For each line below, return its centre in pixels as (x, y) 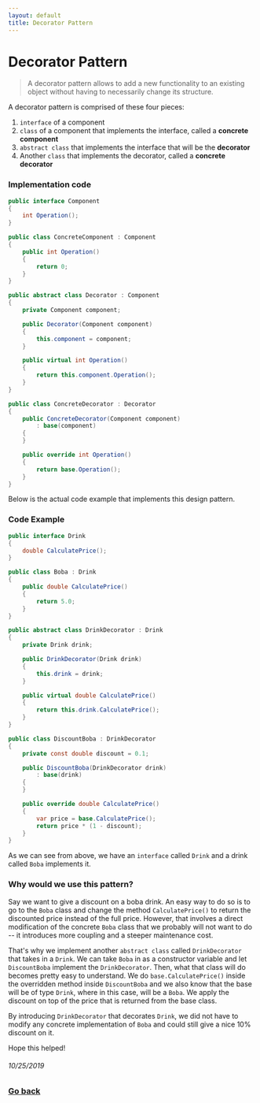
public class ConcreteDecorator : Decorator (82, 404)
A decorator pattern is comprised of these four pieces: (96, 107)
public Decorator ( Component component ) (88, 324)
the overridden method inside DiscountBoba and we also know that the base (130, 984)
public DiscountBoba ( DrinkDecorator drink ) (95, 768)
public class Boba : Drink (52, 572)
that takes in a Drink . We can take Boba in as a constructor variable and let (128, 959)
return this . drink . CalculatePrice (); (98, 710)
